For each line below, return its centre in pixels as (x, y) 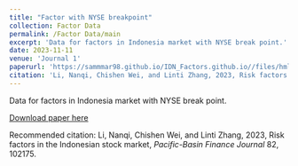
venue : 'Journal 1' (45, 59)
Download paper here (49, 117)
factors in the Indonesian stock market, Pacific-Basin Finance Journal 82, (144, 144)
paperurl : (27, 67)
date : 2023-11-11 (41, 51)
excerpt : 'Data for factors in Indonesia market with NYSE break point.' (149, 42)
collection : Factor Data (55, 26)
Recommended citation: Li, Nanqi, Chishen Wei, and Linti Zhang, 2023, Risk (147, 135)
